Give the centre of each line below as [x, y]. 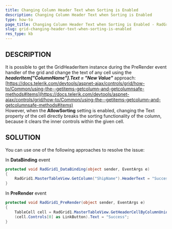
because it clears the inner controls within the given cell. [65, 121]
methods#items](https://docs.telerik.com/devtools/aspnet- [67, 94]
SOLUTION [23, 138]
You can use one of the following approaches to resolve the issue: [75, 150]
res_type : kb [19, 34]
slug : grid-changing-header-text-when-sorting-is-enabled [68, 29]
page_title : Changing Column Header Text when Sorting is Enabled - [80, 24]
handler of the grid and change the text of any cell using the [69, 72]
